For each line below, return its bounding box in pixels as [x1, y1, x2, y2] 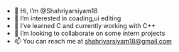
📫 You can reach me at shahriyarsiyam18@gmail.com [13, 37, 172, 45]
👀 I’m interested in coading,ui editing [13, 14, 121, 22]
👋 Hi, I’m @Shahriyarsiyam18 [13, 7, 98, 15]
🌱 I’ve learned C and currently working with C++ [13, 22, 156, 30]
